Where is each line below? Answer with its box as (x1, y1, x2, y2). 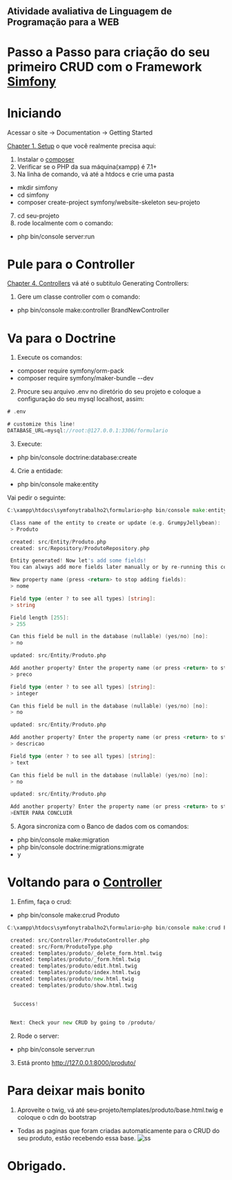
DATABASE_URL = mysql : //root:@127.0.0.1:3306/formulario (7, 428, 168, 434)
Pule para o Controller (7, 256, 135, 272)
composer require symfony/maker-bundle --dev (17, 374, 154, 382)
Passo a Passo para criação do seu (7, 44, 211, 60)
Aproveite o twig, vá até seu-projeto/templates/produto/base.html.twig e (17, 1105, 224, 1114)
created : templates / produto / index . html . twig (10, 969, 140, 976)
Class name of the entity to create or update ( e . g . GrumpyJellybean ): (10, 519, 221, 526)
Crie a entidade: (17, 467, 64, 475)
